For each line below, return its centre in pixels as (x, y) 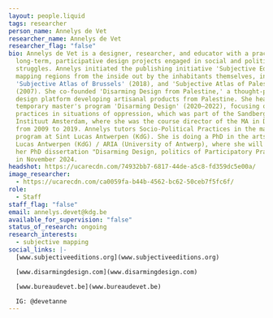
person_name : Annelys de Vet (58, 31)
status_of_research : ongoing (58, 227)
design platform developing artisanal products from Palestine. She (134, 99)
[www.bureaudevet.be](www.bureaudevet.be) (89, 286)
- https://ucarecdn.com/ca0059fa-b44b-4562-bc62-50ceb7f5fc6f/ (125, 182)
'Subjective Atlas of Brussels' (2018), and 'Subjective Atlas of (130, 84)
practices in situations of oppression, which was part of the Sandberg (141, 114)
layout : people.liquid (47, 16)
